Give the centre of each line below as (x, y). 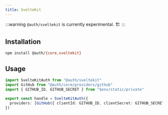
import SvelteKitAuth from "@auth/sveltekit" (53, 80)
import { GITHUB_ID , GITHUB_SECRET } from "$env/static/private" (74, 89)
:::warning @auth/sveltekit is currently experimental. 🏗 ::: (65, 24)
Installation (23, 42)
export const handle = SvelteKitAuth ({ (47, 98)
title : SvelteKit (23, 10)
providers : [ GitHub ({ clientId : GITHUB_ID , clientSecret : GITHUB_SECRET (87, 103)
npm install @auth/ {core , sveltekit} (43, 53)
